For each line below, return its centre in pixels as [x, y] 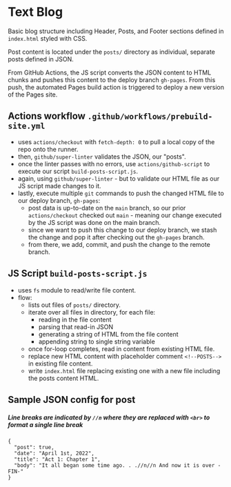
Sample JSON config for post [72, 400]
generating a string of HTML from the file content [108, 334]
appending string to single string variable [97, 341]
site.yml [27, 126]
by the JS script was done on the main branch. [94, 222]
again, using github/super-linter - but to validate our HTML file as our [119, 178]
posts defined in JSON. [41, 59]
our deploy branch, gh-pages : [59, 200]
